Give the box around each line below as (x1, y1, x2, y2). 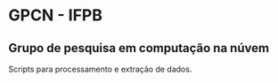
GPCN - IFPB (8, 5, 103, 26)
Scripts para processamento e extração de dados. (8, 64, 192, 74)
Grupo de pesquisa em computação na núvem (8, 41, 269, 56)
